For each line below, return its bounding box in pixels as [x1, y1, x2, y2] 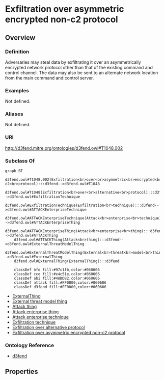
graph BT [5, 168, 23, 174]
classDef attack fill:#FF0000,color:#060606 [14, 280, 107, 285]
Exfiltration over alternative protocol [12, 325, 85, 330]
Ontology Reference [5, 342, 54, 349]
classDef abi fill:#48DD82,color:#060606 [14, 276, 100, 281]
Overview [5, 33, 36, 42]
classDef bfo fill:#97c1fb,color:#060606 [14, 268, 100, 272]
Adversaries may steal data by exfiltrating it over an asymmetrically [5, 59, 141, 65]
